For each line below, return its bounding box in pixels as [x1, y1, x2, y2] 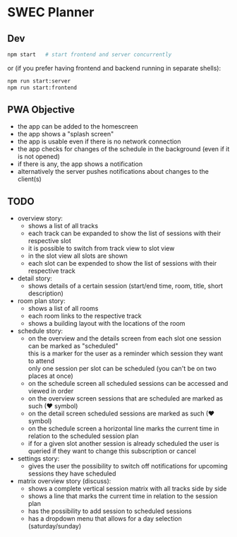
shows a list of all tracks [28, 222, 99, 230]
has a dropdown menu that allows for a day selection [28, 514, 182, 523]
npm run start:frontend [7, 84, 78, 91]
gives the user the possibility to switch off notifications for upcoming [28, 462, 228, 471]
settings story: [17, 454, 60, 463]
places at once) [28, 372, 74, 380]
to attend [28, 357, 55, 365]
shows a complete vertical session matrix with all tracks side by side [28, 485, 227, 493]
